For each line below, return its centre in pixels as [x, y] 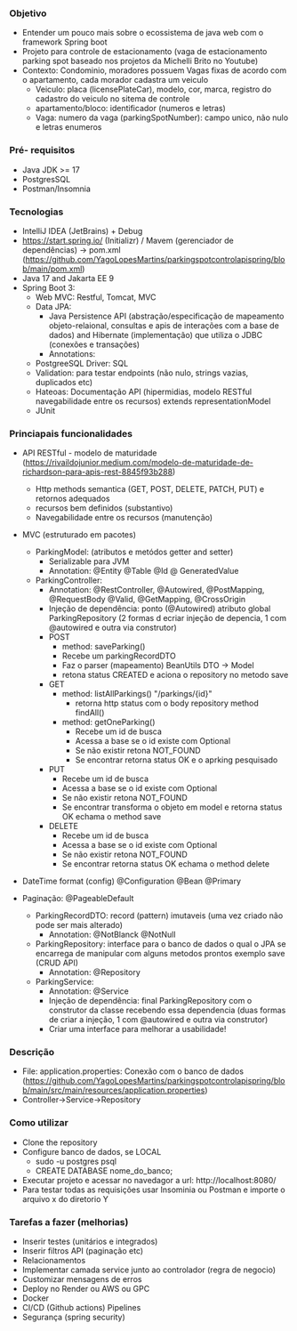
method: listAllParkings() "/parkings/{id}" [137, 694]
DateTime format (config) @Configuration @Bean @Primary [132, 881]
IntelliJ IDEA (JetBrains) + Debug [82, 230]
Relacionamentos [54, 1261]
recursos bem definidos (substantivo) [104, 508]
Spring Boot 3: [48, 287]
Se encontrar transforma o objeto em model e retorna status [172, 807]
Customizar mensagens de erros [82, 1279]
